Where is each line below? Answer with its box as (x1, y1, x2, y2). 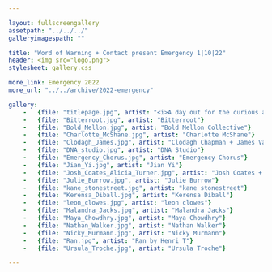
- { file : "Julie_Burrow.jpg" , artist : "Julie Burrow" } (23, 176, 219, 184)
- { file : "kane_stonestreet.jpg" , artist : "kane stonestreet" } (23, 183, 249, 192)
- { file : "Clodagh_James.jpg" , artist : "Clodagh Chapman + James (23, 139, 255, 147)
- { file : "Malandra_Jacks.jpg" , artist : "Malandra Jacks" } (23, 206, 233, 215)
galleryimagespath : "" (8, 34, 85, 42)
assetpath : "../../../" (8, 26, 89, 35)
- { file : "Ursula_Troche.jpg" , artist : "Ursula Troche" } (23, 244, 227, 253)
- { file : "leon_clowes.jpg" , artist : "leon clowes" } (23, 199, 212, 207)
